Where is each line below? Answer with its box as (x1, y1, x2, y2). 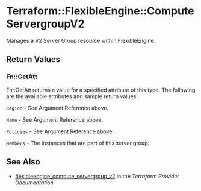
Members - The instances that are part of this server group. (6, 139, 149, 146)
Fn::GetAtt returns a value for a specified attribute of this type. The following (6, 86, 196, 93)
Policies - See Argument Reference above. (6, 128, 114, 135)
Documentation (14, 179, 54, 186)
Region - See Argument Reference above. (6, 104, 109, 111)
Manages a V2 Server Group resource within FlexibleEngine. (6, 37, 156, 44)
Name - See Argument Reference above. (6, 116, 104, 123)
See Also (6, 157, 40, 167)
